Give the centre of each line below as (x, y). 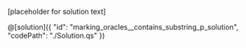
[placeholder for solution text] (57, 12)
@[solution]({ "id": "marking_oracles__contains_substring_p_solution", (123, 27)
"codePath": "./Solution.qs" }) (56, 36)
